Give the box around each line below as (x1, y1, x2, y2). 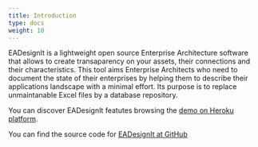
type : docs (8, 19, 45, 27)
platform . (8, 114, 38, 124)
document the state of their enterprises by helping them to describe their (8, 73, 248, 83)
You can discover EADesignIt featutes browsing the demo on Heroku (8, 106, 234, 115)
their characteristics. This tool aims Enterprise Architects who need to (8, 65, 238, 75)
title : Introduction (8, 11, 77, 20)
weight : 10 (8, 26, 45, 34)
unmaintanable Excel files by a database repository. (8, 91, 178, 100)
